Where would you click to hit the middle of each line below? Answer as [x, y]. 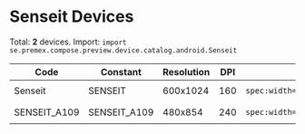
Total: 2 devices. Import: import [68, 42]
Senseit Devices [72, 17]
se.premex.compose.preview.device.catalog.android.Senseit [123, 50]
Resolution [187, 72]
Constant [121, 72]
